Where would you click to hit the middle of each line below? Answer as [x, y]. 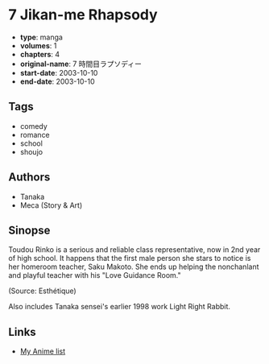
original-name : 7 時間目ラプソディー [81, 64]
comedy [34, 126]
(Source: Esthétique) [42, 291]
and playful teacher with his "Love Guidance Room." [95, 275]
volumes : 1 [38, 45]
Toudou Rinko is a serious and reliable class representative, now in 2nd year [134, 250]
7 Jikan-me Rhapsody [83, 15]
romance [35, 134]
